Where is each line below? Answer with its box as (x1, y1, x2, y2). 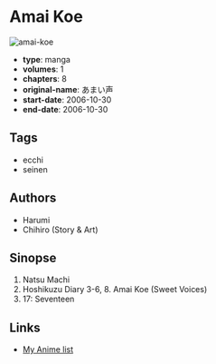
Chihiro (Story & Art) (22, 224, 99, 235)
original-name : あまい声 (22, 84, 114, 94)
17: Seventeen (22, 293, 75, 305)
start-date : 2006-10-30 (22, 93, 112, 105)
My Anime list (22, 344, 74, 355)
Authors (9, 191, 57, 206)
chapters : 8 (22, 73, 68, 84)
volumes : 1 (22, 64, 64, 74)
